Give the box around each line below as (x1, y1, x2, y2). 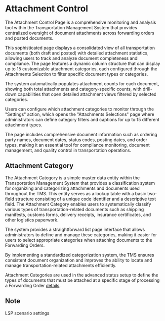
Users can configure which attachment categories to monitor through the (5, 106, 154, 112)
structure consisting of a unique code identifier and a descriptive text (15, 196, 156, 202)
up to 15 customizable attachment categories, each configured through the (5, 65, 158, 72)
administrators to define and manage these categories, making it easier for (5, 231, 157, 238)
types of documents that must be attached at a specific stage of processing (5, 277, 160, 283)
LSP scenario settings (5, 310, 49, 316)
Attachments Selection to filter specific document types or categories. (5, 71, 148, 77)
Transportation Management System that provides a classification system (5, 180, 155, 186)
